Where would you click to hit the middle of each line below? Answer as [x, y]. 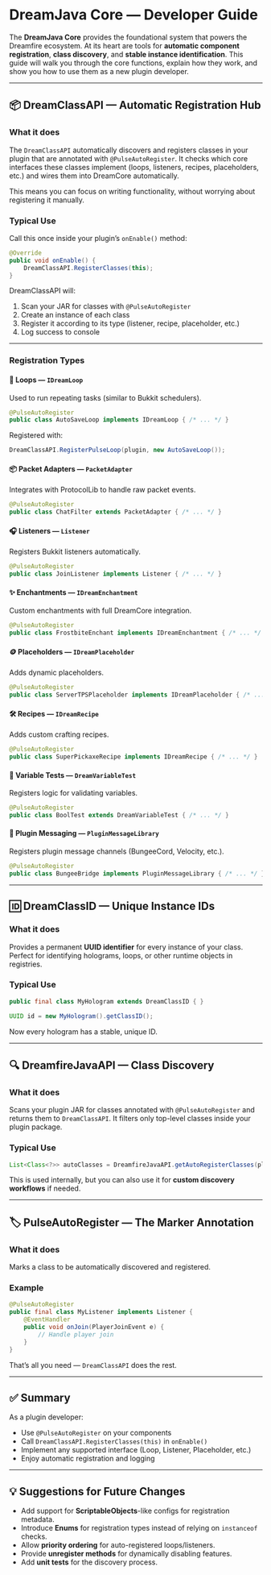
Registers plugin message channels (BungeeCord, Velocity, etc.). [117, 851]
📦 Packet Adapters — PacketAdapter [71, 468]
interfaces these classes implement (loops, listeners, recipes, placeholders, [134, 167]
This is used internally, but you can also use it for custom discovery [122, 1180]
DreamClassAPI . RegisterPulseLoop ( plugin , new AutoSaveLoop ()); [117, 450]
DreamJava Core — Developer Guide [133, 15]
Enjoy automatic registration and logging [88, 1459]
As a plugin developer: [46, 1417]
